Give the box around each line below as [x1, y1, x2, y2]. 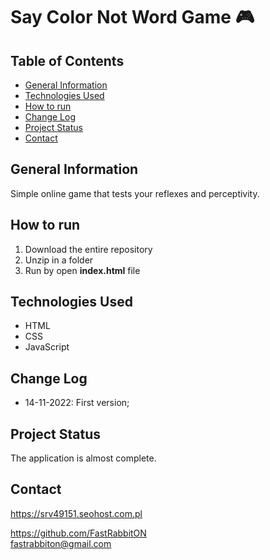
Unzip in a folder [24, 254, 94, 266]
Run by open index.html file [24, 264, 141, 276]
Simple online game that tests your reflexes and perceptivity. [10, 187, 260, 199]
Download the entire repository [24, 243, 153, 255]
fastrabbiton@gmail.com [10, 537, 112, 549]
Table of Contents [10, 52, 125, 69]
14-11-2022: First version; [24, 397, 130, 409]
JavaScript [24, 341, 70, 353]
